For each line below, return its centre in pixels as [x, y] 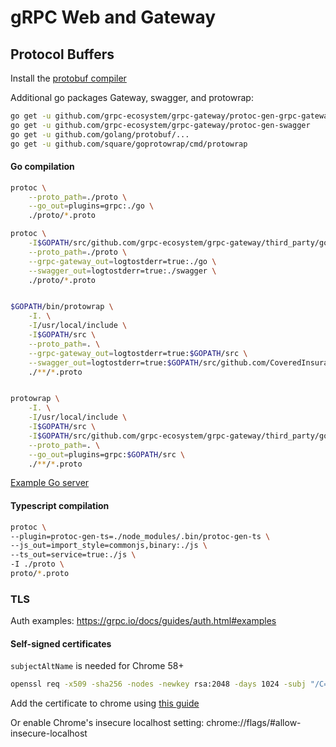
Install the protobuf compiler [68, 78]
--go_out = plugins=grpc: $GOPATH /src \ [107, 454]
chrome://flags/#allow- [254, 723]
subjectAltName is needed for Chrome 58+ [97, 666]
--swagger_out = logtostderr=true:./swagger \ [122, 271]
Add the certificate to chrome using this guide [105, 703]
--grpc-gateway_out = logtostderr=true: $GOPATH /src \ [138, 353]
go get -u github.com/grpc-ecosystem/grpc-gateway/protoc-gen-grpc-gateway [171, 116]
